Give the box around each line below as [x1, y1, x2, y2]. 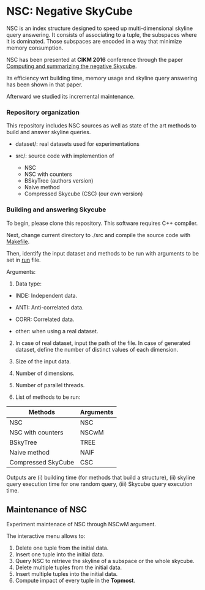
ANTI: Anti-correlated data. [15, 303, 84, 311]
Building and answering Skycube [6, 205, 106, 214]
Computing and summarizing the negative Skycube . [6, 62, 137, 70]
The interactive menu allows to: [6, 532, 86, 540]
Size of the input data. [15, 357, 72, 365]
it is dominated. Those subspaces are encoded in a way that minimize [6, 37, 182, 45]
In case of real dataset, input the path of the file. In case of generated [15, 339, 191, 347]
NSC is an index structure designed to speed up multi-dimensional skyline [6, 25, 193, 32]
